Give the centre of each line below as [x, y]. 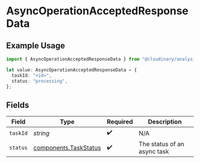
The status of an [162, 144]
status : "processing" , [40, 81]
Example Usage [36, 46]
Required [120, 122]
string [42, 133]
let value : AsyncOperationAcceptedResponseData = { [71, 70]
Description [165, 122]
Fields [18, 105]
